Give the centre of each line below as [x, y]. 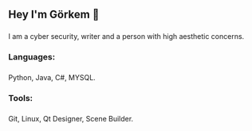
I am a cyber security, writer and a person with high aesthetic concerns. [126, 37]
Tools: [21, 98]
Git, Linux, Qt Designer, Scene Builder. [71, 119]
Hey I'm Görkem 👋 [54, 15]
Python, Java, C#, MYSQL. [52, 78]
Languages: [32, 57]
